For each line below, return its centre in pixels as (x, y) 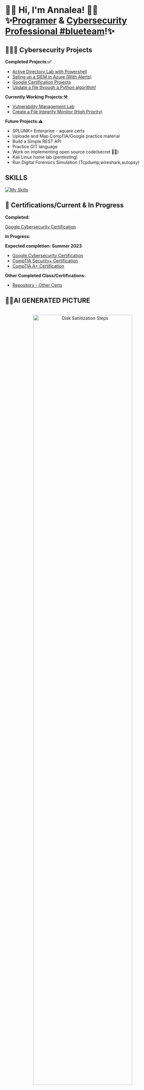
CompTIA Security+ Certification (45, 261)
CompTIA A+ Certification (38, 266)
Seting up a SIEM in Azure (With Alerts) (52, 77)
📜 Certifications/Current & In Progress (64, 205)
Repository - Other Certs (37, 285)
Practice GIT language (35, 147)
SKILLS (16, 178)
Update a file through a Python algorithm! (54, 87)
